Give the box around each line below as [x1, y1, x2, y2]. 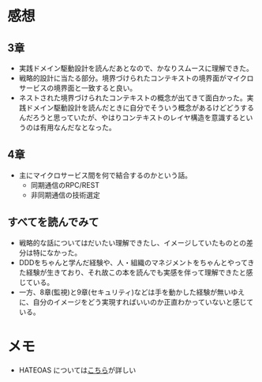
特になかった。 [32, 248, 82, 257]
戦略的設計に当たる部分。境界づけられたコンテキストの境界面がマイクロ [18, 73, 254, 83]
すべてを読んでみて [7, 215, 99, 229]
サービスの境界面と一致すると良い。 [18, 84, 137, 92]
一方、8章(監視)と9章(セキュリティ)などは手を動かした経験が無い [18, 287, 231, 297]
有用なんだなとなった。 [39, 123, 116, 132]
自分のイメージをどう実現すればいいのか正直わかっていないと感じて [32, 297, 254, 306]
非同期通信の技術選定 [30, 190, 100, 200]
